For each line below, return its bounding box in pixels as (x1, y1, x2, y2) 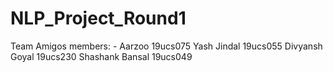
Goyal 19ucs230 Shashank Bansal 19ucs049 (10, 50, 193, 62)
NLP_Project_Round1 (10, 7, 187, 30)
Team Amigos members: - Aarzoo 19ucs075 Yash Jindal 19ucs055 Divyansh (10, 40, 323, 52)
